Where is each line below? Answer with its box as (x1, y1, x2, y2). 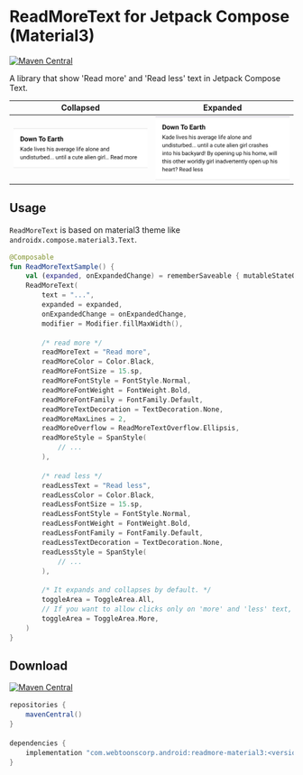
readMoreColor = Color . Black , (41, 357, 155, 366)
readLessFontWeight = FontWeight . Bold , (41, 519, 192, 529)
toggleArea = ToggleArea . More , (41, 614, 160, 623)
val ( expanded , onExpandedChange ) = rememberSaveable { (25, 272, 241, 281)
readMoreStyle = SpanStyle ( (41, 433, 147, 443)
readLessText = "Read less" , (41, 481, 151, 490)
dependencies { (9, 738, 67, 748)
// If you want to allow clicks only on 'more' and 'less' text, (41, 604, 293, 614)
